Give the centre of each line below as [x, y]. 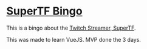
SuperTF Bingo [45, 11]
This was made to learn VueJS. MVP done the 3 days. [74, 39]
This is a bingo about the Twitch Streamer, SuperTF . [71, 28]
